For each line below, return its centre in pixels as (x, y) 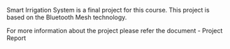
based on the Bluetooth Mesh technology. (67, 17)
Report (16, 38)
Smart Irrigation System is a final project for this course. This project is (108, 10)
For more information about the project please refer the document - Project (115, 31)
